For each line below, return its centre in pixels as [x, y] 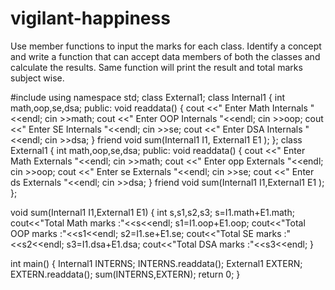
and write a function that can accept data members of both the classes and [165, 56]
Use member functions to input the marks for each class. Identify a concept [166, 46]
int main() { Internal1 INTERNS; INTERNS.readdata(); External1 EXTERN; [156, 263]
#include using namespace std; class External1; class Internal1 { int [148, 97]
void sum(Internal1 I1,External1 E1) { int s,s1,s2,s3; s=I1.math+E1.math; [152, 212]
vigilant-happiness [90, 18]
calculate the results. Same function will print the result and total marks [156, 67]
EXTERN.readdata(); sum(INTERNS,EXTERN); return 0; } [125, 274]
